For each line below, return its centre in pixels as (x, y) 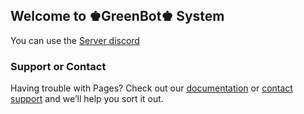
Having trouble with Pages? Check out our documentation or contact (151, 88)
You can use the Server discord (75, 40)
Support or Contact (58, 66)
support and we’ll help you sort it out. (87, 99)
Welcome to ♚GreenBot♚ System (117, 16)
